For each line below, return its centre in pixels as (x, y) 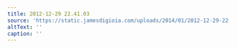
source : (19, 20)
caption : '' (25, 34)
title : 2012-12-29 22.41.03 (49, 14)
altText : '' (25, 27)
